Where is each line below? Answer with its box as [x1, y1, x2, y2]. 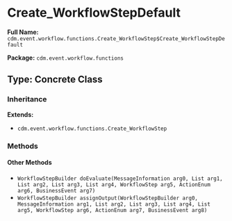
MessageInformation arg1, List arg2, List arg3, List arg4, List [17, 200, 210, 208]
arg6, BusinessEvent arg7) [17, 187, 96, 194]
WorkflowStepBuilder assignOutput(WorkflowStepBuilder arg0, [17, 195, 199, 202]
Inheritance [7, 95, 47, 104]
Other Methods [7, 158, 52, 167]
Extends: [7, 110, 34, 119]
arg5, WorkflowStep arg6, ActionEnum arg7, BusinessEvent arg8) [17, 206, 208, 213]
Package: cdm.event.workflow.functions [7, 54, 124, 62]
